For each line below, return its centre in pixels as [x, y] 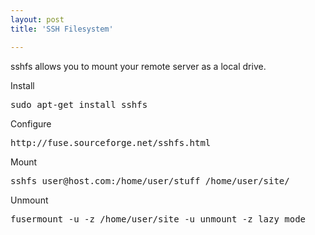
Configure [31, 123]
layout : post [37, 19]
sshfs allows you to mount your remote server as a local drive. [138, 66]
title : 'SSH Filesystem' [62, 29]
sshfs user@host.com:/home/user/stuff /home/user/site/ [150, 180]
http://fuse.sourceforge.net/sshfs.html [111, 142]
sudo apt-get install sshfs [79, 104]
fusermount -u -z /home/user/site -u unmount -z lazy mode [158, 219]
